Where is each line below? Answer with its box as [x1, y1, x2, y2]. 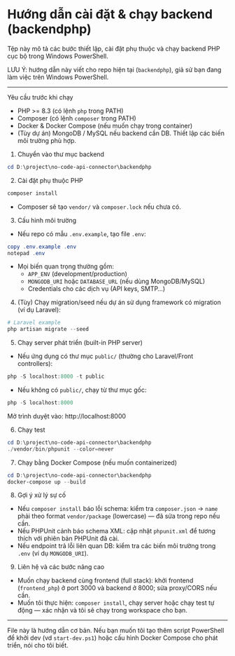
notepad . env [7, 250, 45, 257]
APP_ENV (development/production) [27, 270, 128, 278]
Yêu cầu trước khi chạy [7, 93, 73, 101]
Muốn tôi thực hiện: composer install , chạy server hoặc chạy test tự [17, 599, 215, 607]
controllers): [17, 360, 53, 368]
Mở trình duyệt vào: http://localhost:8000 [7, 411, 127, 420]
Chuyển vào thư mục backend [17, 150, 105, 158]
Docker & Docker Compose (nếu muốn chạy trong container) [17, 121, 193, 130]
